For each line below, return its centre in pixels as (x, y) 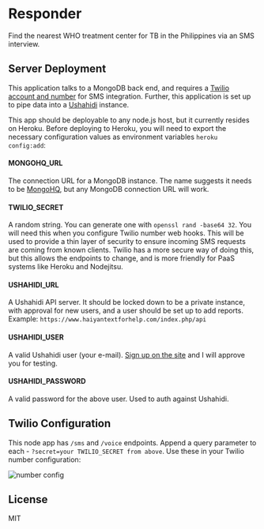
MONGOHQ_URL (36, 163)
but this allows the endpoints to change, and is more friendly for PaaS (122, 258)
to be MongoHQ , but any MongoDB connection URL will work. (109, 189)
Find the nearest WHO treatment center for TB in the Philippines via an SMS (132, 36)
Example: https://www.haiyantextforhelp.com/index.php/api (107, 319)
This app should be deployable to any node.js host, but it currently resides (129, 120)
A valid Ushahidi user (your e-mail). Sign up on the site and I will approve (126, 355)
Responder (45, 14)
